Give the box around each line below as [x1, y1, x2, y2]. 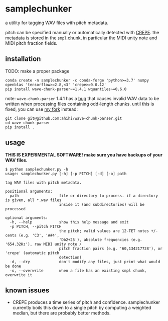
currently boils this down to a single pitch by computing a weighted [12, 305, 151, 311]
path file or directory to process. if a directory [10, 193, 158, 198]
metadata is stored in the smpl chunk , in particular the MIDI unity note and [5, 35, 157, 41]
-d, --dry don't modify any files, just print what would [10, 259, 160, 264]
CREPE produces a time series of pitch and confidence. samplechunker [12, 299, 160, 305]
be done [5, 264, 22, 269]
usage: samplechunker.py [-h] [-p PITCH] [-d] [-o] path [5, 171, 127, 176]
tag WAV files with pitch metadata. [5, 180, 82, 185]
